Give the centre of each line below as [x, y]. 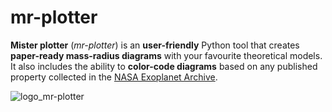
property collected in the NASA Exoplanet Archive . [114, 77]
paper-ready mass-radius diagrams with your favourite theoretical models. [166, 55]
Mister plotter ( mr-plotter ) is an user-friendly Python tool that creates [155, 45]
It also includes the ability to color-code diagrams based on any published [164, 66]
